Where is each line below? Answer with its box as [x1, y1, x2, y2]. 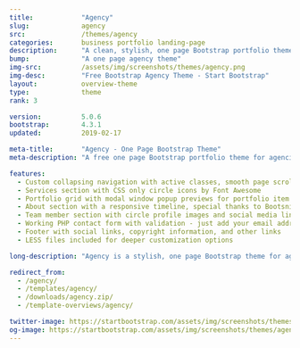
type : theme [9, 87, 102, 96]
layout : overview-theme [9, 79, 138, 88]
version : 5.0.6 [9, 112, 102, 121]
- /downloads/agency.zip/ [17, 293, 114, 302]
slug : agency [9, 21, 105, 30]
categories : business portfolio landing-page [9, 37, 205, 47]
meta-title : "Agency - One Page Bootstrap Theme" [9, 145, 221, 154]
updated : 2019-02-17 [9, 128, 122, 138]
